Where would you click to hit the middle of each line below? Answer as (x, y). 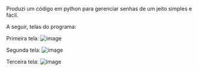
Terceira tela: (23, 62)
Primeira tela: (23, 38)
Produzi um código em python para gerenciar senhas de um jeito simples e (99, 9)
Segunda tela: (23, 50)
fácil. (12, 15)
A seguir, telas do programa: (41, 27)
